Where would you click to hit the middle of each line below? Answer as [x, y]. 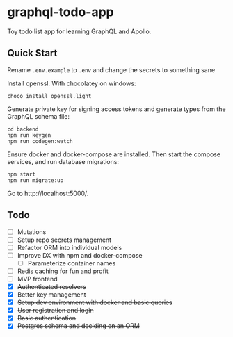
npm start [22, 174]
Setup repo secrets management [64, 240]
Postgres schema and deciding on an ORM [79, 326]
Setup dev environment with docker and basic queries [95, 302]
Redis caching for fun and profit [63, 271]
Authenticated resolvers [51, 287]
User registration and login [55, 311]
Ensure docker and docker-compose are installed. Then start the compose [114, 154]
